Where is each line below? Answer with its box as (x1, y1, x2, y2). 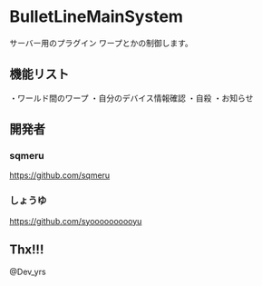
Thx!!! (9, 242, 44, 258)
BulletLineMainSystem (9, 6, 184, 27)
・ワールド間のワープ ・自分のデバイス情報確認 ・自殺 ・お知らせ (9, 93, 254, 104)
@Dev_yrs (9, 266, 47, 277)
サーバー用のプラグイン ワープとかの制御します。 (9, 37, 193, 48)
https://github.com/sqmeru (9, 170, 111, 181)
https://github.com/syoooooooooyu (9, 215, 142, 226)
